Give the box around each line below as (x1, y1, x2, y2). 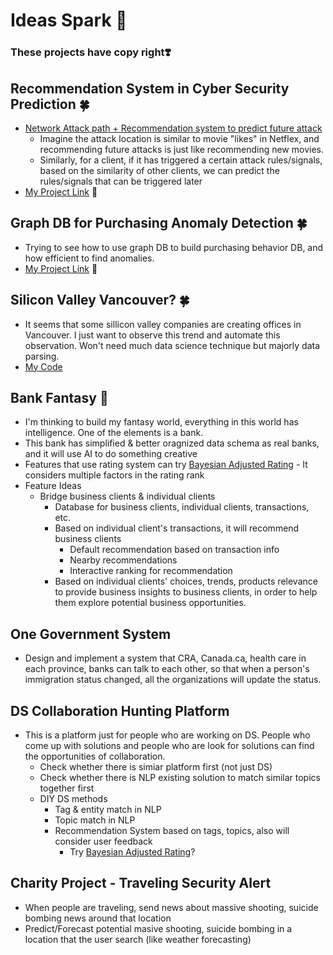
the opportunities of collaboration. (24, 750, 166, 762)
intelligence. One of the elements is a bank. (24, 427, 204, 439)
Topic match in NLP (54, 814, 136, 826)
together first (39, 782, 95, 794)
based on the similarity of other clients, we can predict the (39, 164, 280, 176)
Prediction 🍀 (10, 95, 90, 113)
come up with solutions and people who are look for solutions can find (24, 739, 315, 751)
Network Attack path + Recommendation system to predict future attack (24, 122, 323, 134)
